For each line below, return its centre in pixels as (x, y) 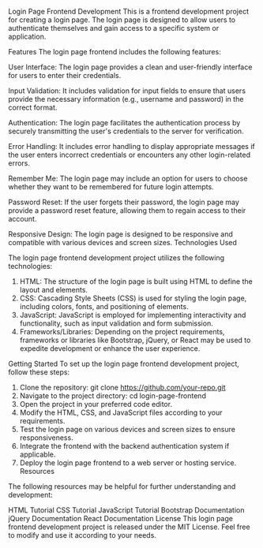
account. (23, 219)
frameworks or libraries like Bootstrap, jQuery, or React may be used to (135, 340)
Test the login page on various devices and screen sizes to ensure (127, 429)
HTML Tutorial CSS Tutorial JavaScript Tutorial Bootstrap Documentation (126, 510)
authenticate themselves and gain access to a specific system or (114, 28)
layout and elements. (54, 290)
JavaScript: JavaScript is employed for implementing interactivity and (133, 315)
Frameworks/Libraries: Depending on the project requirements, (122, 332)
